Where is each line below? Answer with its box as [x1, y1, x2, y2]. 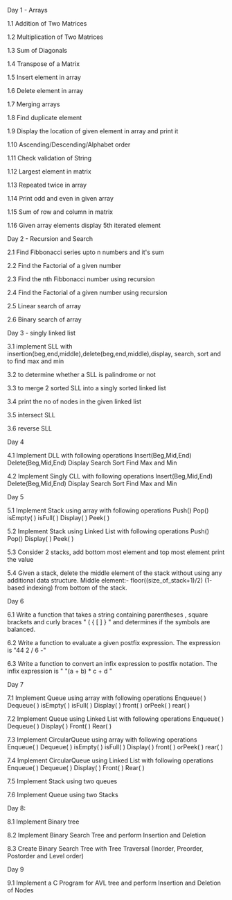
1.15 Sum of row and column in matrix [7, 208, 113, 216]
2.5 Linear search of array [7, 302, 82, 310]
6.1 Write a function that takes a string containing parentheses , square [7, 610, 208, 619]
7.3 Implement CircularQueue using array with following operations [7, 735, 197, 744]
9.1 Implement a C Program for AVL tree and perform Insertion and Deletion [7, 878, 222, 887]
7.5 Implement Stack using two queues [7, 777, 118, 785]
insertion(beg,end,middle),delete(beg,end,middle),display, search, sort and [7, 350, 222, 358]
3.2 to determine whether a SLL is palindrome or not [7, 371, 156, 378]
